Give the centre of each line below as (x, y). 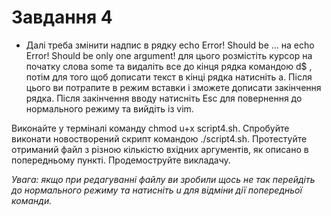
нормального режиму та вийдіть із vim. (109, 108)
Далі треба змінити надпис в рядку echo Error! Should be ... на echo (170, 45)
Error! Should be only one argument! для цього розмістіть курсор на (169, 55)
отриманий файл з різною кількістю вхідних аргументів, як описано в (160, 149)
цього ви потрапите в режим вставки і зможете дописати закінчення (173, 87)
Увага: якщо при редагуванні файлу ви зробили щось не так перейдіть (163, 179)
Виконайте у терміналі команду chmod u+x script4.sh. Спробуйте (150, 128)
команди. (32, 200)
